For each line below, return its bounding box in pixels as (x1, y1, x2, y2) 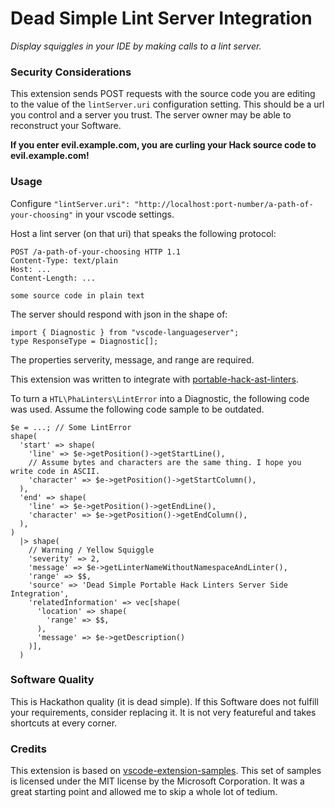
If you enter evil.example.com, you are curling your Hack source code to (10, 139, 317, 151)
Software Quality (10, 673, 95, 687)
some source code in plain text (10, 290, 145, 301)
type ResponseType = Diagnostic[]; (10, 336, 159, 346)
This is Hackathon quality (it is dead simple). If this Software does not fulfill (10, 695, 319, 707)
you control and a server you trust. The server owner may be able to (10, 109, 292, 121)
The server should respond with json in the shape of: (10, 308, 228, 320)
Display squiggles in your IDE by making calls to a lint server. (10, 40, 262, 52)
